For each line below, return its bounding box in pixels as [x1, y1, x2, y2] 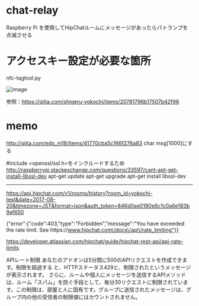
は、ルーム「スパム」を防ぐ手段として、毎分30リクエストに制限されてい [6, 278, 184, 285]
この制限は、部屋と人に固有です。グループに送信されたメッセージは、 [15, 286, 187, 293]
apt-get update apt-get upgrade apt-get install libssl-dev [48, 173, 187, 180]
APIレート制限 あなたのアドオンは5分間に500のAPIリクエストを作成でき [6, 256, 182, 263]
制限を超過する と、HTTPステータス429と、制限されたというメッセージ [15, 263, 191, 270]
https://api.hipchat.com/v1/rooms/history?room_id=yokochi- [6, 189, 153, 196]
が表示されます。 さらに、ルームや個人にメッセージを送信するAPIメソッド [6, 271, 187, 278]
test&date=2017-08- [6, 196, 56, 203]
